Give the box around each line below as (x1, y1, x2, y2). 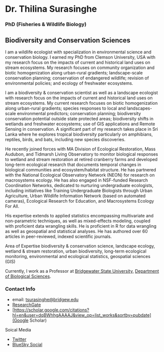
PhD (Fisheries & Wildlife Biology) (5, 21, 87, 28)
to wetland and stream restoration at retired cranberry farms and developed (5, 156, 158, 162)
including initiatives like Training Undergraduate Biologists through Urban (5, 188, 153, 193)
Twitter (12, 336, 27, 342)
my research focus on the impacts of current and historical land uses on (5, 59, 150, 65)
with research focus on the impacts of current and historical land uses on (5, 94, 153, 101)
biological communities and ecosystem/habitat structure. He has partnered (5, 166, 157, 172)
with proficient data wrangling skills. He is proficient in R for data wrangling (5, 223, 157, 229)
